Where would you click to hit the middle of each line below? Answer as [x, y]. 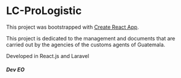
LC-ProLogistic [44, 11]
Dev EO [15, 69]
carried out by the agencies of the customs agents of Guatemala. [86, 45]
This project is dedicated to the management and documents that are [91, 38]
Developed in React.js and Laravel [48, 56]
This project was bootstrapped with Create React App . [73, 27]
